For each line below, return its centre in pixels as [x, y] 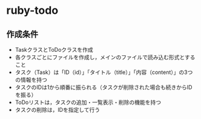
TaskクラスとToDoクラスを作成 [54, 50]
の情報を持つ [31, 80]
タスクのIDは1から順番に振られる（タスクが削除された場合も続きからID [104, 87]
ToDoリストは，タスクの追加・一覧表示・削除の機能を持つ [88, 102]
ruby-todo [32, 11]
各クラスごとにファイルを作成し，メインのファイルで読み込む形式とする [105, 57]
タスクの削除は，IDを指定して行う [58, 110]
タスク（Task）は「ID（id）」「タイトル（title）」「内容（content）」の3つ [104, 72]
